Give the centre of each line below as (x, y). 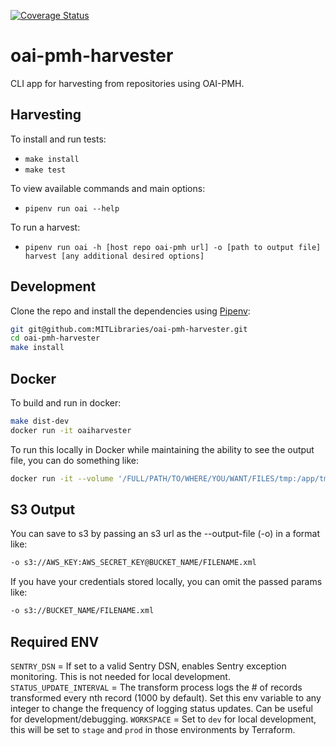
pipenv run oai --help (72, 208)
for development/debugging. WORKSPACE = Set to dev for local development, (163, 719)
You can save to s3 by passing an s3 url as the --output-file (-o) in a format (165, 534)
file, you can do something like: (75, 460)
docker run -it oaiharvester (71, 430)
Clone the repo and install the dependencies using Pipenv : (130, 311)
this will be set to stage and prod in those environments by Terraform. (153, 729)
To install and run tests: (58, 139)
